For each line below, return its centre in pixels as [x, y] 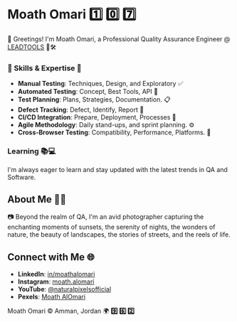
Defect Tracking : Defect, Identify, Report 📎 [81, 110]
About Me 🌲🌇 [37, 199]
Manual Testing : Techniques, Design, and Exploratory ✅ [100, 84]
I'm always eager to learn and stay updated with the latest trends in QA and [117, 169]
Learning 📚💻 [32, 151]
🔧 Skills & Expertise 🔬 [44, 68]
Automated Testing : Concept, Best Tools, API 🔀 [88, 92]
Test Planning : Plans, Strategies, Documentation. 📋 [94, 100]
